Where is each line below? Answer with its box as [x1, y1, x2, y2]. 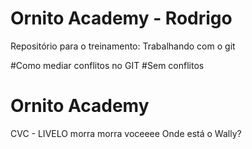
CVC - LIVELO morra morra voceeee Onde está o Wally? [10, 127, 242, 139]
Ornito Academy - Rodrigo [10, 7, 233, 30]
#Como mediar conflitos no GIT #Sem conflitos [10, 59, 205, 71]
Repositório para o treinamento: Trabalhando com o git [10, 40, 236, 52]
